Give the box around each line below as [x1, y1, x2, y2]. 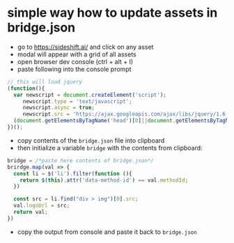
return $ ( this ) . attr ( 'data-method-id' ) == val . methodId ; [19, 176, 189, 184]
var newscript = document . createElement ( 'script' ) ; [13, 91, 167, 98]
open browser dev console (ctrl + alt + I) [17, 57, 134, 65]
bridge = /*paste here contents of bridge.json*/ [7, 157, 155, 164]
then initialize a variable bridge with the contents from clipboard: [17, 143, 203, 152]
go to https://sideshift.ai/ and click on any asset [17, 42, 154, 51]
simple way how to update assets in [7, 5, 218, 21]
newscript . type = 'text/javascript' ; [22, 97, 132, 105]
